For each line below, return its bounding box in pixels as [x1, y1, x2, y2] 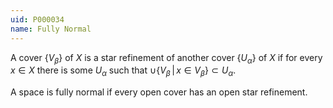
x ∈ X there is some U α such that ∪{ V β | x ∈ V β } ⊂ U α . [10, 64, 237, 79]
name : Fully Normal [10, 24, 92, 34]
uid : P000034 [10, 14, 65, 25]
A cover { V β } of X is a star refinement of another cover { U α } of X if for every [10, 51, 323, 66]
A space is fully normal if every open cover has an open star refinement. [10, 86, 308, 98]
